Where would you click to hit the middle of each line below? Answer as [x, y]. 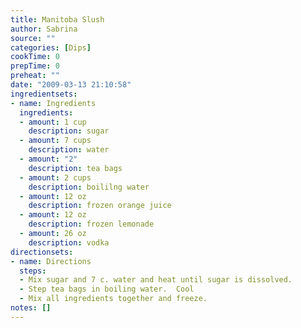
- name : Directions [51, 261]
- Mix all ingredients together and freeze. [113, 299]
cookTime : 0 [35, 57]
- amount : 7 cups [55, 141]
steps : [33, 271]
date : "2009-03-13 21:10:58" [71, 85]
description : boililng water [89, 187]
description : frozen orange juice [100, 206]
